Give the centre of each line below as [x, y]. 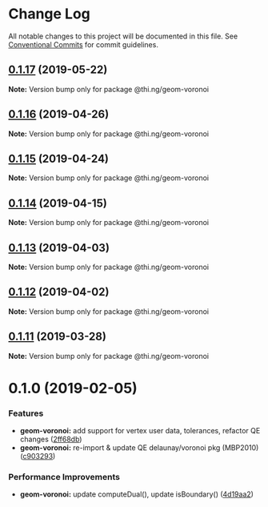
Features [26, 413]
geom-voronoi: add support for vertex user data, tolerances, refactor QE [140, 431]
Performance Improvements [64, 477]
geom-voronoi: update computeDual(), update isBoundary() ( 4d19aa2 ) [137, 494]
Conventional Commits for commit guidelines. [83, 44]
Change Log [49, 14]
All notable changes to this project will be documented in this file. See [123, 36]
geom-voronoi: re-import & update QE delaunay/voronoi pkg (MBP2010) [139, 448]
